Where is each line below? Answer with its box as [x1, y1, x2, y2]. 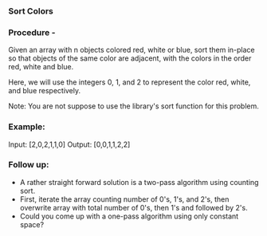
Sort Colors [8, 6, 54, 17]
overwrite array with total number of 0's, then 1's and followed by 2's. [19, 203, 249, 212]
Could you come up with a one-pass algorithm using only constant [19, 211, 239, 221]
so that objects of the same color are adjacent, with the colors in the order [8, 53, 252, 63]
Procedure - [8, 26, 56, 37]
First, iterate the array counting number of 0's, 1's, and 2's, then [19, 194, 230, 204]
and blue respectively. [8, 86, 81, 96]
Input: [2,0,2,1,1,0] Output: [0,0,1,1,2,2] [8, 140, 131, 149]
